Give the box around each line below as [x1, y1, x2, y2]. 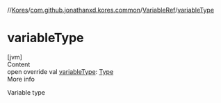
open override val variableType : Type [7, 67, 114, 75]
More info [7, 75, 35, 83]
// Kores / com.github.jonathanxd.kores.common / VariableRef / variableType [7, 6, 214, 14]
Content [7, 60, 31, 68]
